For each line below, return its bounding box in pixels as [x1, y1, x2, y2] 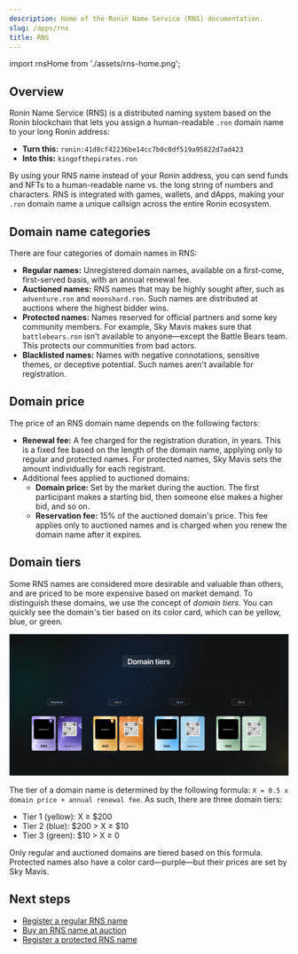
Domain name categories [9, 224, 151, 239]
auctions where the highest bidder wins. [21, 302, 169, 313]
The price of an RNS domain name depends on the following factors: [9, 418, 260, 428]
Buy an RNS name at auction [21, 925, 127, 935]
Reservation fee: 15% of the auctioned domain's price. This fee [35, 510, 269, 520]
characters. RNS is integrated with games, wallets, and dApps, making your [9, 189, 285, 199]
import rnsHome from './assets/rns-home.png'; [9, 59, 181, 69]
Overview [9, 84, 65, 99]
